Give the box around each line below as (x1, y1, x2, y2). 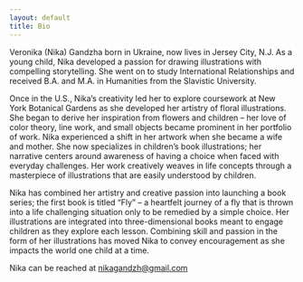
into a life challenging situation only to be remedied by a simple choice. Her (9, 206, 289, 217)
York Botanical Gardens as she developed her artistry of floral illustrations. (9, 102, 287, 113)
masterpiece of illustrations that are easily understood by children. (9, 169, 257, 181)
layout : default (9, 13, 71, 23)
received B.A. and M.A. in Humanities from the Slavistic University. (9, 75, 257, 86)
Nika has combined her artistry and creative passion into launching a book (9, 187, 287, 198)
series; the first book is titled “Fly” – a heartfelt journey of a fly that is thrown (9, 196, 294, 208)
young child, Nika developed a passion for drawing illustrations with (9, 56, 262, 67)
